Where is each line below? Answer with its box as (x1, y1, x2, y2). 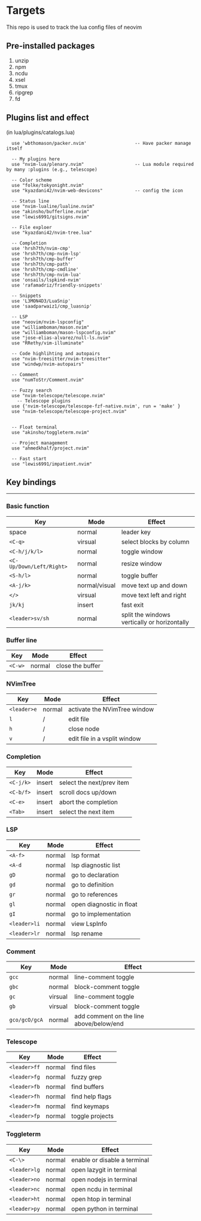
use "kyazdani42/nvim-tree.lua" (11, 230, 93, 236)
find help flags (71, 1092, 112, 1101)
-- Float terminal (11, 424, 58, 430)
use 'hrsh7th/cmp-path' (11, 261, 71, 267)
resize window (121, 559, 163, 568)
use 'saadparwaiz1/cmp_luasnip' (11, 303, 93, 309)
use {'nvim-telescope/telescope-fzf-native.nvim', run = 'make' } (11, 403, 181, 409)
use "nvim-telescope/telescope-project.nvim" (11, 408, 127, 415)
